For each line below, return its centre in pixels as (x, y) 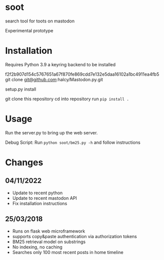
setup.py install (21, 89)
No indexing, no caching (37, 247)
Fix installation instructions (40, 203)
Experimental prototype (29, 30)
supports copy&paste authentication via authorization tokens (75, 236)
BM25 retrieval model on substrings (49, 242)
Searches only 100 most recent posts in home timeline (68, 252)
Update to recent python (38, 193)
